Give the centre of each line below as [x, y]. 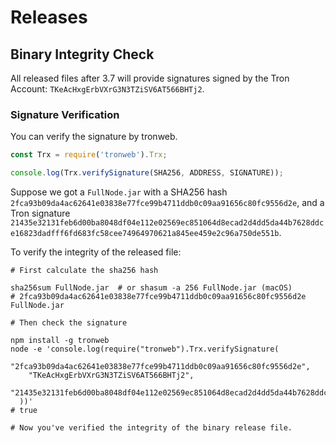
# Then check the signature [69, 323]
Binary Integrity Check [82, 54]
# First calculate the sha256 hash [84, 271]
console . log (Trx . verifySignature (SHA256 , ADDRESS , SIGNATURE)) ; [147, 173]
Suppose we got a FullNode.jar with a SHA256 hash [119, 192]
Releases [49, 17]
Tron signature [40, 213]
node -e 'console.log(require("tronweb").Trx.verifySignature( [145, 349]
